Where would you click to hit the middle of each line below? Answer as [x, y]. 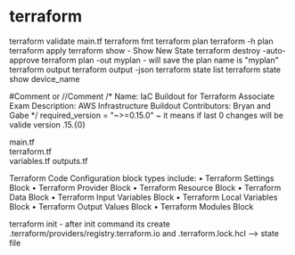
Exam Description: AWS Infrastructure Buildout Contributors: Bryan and [140, 105]
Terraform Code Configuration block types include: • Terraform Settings [142, 178]
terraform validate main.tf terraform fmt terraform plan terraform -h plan [141, 41]
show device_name [45, 78]
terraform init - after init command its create [90, 224]
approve [25, 60]
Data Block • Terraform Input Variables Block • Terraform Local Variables [143, 197]
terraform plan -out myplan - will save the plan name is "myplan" [160, 60]
